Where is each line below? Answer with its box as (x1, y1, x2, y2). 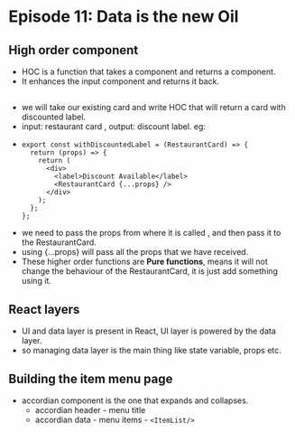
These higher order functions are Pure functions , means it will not (21, 256, 268, 268)
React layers (8, 301, 80, 317)
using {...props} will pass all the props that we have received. (21, 247, 249, 258)
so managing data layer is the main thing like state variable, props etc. (21, 345, 281, 356)
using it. (21, 276, 51, 287)
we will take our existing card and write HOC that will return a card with (21, 102, 286, 113)
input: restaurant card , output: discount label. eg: (21, 121, 207, 132)
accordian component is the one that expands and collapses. (21, 395, 249, 406)
